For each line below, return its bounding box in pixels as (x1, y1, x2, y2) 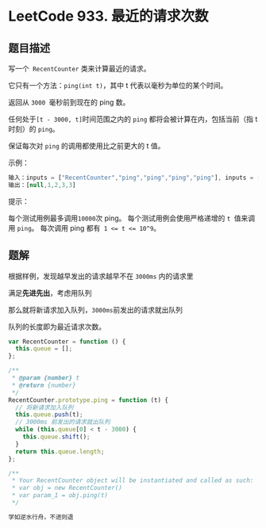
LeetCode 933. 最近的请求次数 (8, 7, 209, 25)
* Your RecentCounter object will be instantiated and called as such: (11, 476, 254, 484)
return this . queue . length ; (15, 447, 105, 456)
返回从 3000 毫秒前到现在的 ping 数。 (8, 98, 130, 107)
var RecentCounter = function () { (8, 338, 126, 346)
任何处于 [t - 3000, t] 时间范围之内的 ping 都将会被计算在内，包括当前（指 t (8, 114, 258, 124)
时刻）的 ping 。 (8, 124, 60, 133)
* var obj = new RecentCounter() (11, 484, 123, 492)
